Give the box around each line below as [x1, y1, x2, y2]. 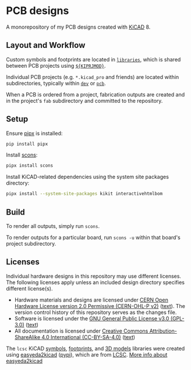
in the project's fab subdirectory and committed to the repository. [6, 97, 163, 104]
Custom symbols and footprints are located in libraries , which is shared [6, 56, 181, 63]
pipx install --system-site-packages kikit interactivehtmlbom [6, 191, 163, 197]
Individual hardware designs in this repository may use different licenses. [6, 272, 182, 279]
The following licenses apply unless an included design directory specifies [6, 279, 185, 286]
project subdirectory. [6, 240, 56, 247]
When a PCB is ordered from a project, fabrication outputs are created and [6, 91, 185, 98]
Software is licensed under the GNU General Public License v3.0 [14, 314, 169, 322]
